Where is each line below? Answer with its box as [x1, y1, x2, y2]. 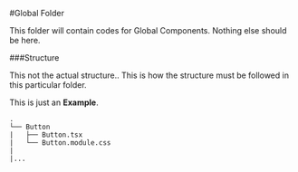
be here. [9, 35, 41, 45]
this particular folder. [9, 80, 88, 90]
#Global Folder [9, 8, 65, 18]
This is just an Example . [9, 97, 99, 108]
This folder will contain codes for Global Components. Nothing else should [9, 25, 287, 35]
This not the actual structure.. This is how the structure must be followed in [9, 70, 290, 81]
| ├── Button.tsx [9, 130, 83, 139]
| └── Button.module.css [9, 139, 111, 148]
